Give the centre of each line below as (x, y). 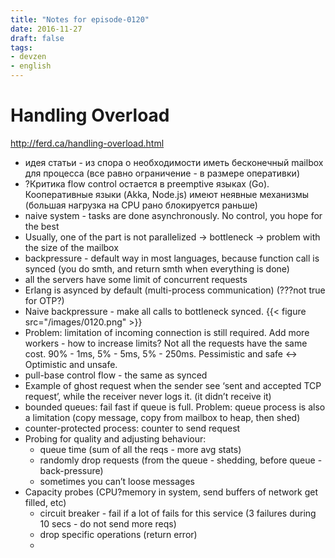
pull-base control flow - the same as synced (116, 375)
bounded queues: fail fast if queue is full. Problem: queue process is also (175, 407)
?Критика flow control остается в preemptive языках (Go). (147, 183)
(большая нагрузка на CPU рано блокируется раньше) (141, 205)
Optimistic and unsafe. (71, 364)
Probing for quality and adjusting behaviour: (115, 438)
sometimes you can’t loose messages (117, 481)
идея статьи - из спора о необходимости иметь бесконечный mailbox (174, 162)
